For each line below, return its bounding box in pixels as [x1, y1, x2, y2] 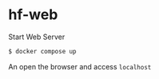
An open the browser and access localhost [8, 61, 152, 71]
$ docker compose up [8, 47, 78, 55]
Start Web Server [8, 32, 66, 41]
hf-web [8, 6, 58, 24]
